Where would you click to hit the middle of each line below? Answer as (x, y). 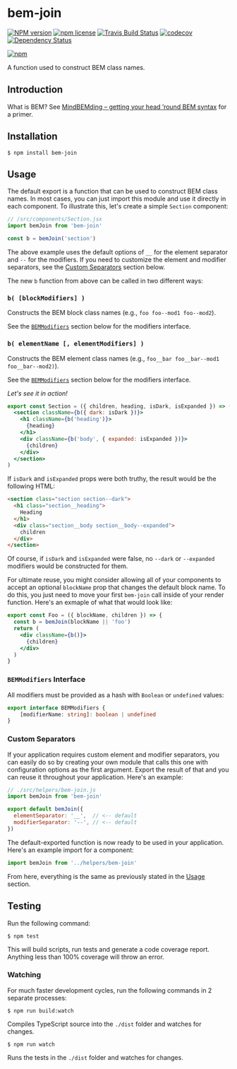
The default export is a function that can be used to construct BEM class (113, 191)
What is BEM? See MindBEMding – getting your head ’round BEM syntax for (117, 107)
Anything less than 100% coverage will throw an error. (86, 957)
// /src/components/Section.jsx (55, 219)
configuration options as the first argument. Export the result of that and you (118, 769)
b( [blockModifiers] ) (46, 298)
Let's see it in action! (38, 393)
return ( (26, 629)
